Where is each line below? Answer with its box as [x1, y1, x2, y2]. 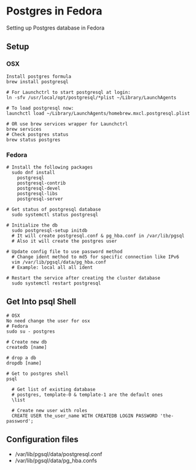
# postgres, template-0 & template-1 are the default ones [11, 392, 163, 398]
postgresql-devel [17, 185, 61, 191]
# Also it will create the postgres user [11, 238, 118, 244]
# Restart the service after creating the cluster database [6, 275, 161, 281]
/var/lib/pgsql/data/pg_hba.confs [14, 457, 98, 464]
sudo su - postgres [6, 328, 55, 334]
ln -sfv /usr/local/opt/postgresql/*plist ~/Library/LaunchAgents [6, 95, 177, 101]
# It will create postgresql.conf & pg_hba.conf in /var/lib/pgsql [11, 233, 185, 239]
